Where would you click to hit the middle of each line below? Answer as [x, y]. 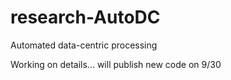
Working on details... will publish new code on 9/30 [116, 64]
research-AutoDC [85, 17]
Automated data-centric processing [84, 45]
